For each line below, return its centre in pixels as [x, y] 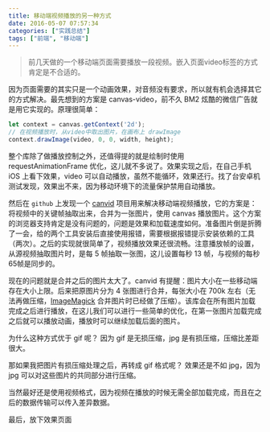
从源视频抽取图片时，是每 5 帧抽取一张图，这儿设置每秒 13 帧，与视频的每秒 [134, 253]
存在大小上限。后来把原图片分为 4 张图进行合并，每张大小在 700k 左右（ [129, 290]
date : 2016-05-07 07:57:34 [53, 23]
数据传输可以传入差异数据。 [68, 402]
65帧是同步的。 [34, 263]
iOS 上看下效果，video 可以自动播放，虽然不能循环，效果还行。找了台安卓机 [135, 176]
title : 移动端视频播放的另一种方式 [60, 16]
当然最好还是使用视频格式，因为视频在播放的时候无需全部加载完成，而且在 [131, 392]
